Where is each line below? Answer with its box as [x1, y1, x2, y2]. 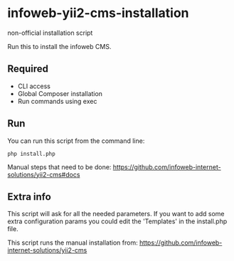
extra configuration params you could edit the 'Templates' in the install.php [7, 217, 228, 225]
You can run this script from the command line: [7, 137, 145, 145]
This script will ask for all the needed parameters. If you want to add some [7, 210, 225, 218]
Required [7, 63, 48, 75]
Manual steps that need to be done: [7, 162, 112, 171]
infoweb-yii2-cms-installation [7, 5, 189, 21]
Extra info [7, 191, 51, 203]
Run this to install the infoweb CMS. [7, 42, 112, 50]
